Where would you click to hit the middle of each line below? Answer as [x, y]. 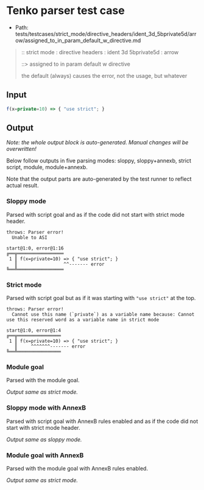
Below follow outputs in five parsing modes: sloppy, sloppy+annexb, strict [99, 161]
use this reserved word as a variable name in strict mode [83, 320]
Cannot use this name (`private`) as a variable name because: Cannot [103, 315]
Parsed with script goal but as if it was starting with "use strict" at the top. [101, 298]
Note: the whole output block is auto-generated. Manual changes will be [97, 142]
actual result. [23, 186]
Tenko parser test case [65, 11]
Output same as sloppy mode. [44, 439]
